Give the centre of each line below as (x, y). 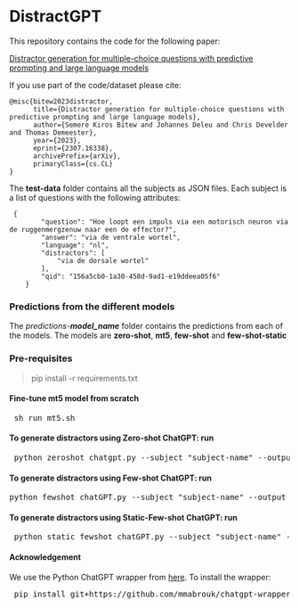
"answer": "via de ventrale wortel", (111, 237)
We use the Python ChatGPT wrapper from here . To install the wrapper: (140, 577)
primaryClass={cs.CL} (73, 164)
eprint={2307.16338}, (73, 148)
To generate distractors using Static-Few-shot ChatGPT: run (123, 517)
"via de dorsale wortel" (103, 260)
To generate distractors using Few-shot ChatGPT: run (110, 478)
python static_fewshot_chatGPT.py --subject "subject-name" (148, 537)
